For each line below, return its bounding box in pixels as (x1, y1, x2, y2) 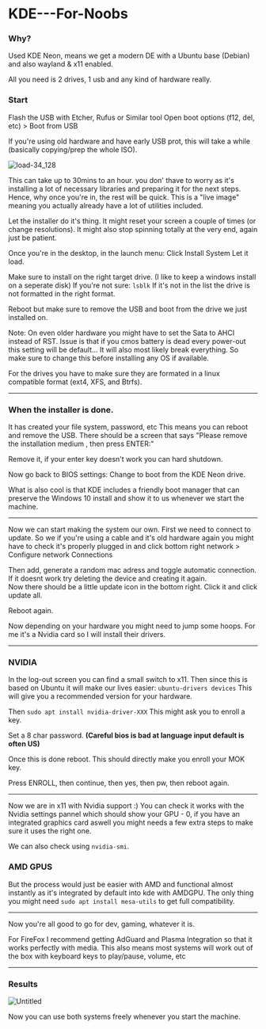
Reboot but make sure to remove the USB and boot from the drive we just (8, 304, 248, 314)
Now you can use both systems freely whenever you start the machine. (8, 1012, 241, 1021)
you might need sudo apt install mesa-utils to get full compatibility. (8, 896, 235, 905)
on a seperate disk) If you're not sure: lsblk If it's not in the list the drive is (8, 280, 251, 290)
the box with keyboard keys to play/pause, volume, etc (8, 951, 186, 961)
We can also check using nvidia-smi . (8, 841, 129, 852)
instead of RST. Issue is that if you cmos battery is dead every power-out (8, 336, 247, 345)
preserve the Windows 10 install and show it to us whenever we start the (8, 494, 245, 503)
